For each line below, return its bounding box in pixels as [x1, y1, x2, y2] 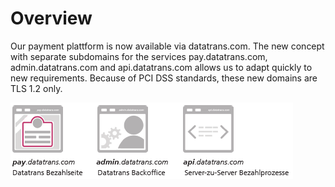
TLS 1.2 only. [10, 82, 63, 94]
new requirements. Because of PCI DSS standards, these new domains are [10, 72, 318, 84]
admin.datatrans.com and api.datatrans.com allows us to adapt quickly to [10, 61, 313, 73]
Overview [10, 7, 93, 30]
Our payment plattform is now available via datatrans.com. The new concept [10, 40, 325, 52]
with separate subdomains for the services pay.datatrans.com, [10, 50, 268, 62]
